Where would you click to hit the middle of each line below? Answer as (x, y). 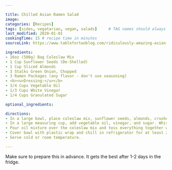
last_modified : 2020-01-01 (34, 34)
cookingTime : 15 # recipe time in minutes (51, 38)
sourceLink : (18, 43)
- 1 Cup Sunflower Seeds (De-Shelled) (47, 62)
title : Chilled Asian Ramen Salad (42, 14)
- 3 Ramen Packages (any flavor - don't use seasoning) (66, 76)
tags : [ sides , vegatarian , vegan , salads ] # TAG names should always (86, 29)
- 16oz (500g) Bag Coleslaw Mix (40, 57)
